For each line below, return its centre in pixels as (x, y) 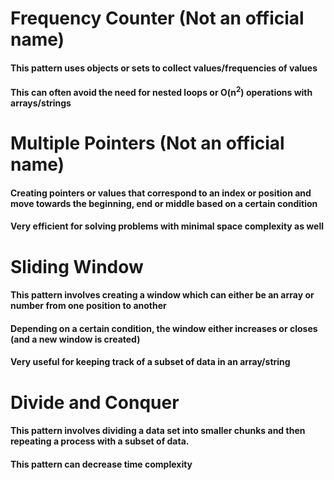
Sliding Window (77, 266)
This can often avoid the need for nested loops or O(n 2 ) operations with (161, 92)
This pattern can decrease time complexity (101, 464)
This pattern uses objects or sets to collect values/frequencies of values (164, 68)
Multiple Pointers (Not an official (147, 143)
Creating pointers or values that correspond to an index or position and (161, 193)
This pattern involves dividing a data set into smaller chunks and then (158, 431)
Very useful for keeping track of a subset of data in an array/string (150, 362)
